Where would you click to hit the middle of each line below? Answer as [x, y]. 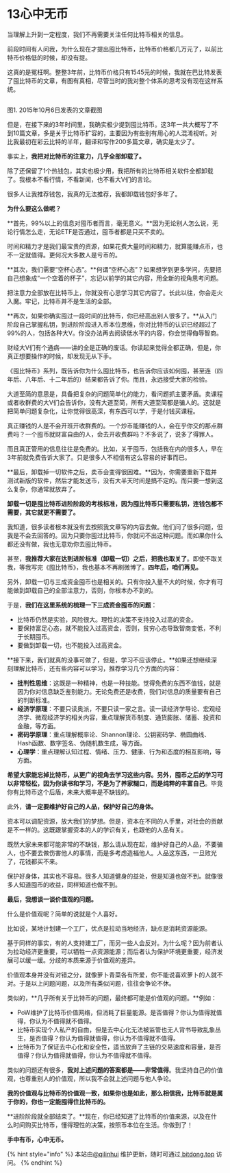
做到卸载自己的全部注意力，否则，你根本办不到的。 [85, 590]
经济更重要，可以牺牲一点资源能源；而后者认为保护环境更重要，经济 [121, 951]
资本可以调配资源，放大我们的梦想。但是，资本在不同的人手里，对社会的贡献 [115, 821]
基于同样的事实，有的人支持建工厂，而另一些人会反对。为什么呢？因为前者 [112, 943]
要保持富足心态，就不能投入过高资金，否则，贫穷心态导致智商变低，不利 [119, 628]
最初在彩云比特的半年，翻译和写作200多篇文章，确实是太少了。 [108, 141]
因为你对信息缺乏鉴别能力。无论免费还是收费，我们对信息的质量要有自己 [119, 691]
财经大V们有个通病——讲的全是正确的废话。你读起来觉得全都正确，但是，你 [114, 347]
